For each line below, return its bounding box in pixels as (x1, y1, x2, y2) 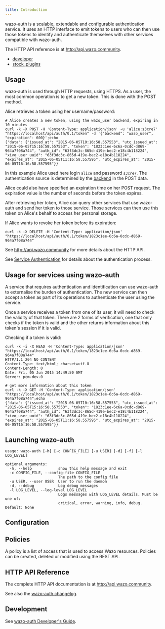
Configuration (5, 518, 49, 527)
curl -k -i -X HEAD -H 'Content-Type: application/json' (5, 344, 125, 349)
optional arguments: (5, 462, 48, 467)
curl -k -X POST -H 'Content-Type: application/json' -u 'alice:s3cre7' (5, 127, 158, 132)
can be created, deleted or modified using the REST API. (5, 554, 120, 560)
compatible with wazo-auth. (5, 37, 62, 43)
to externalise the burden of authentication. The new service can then (5, 289, 147, 295)
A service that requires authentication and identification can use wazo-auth (5, 284, 159, 290)
